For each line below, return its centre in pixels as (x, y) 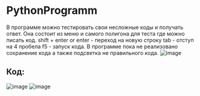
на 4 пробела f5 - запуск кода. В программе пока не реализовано (92, 46)
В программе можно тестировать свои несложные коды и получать (95, 27)
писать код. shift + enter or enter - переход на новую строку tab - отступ (100, 40)
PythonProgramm (52, 11)
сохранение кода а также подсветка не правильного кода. (82, 53)
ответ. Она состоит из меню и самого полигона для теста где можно (95, 33)
